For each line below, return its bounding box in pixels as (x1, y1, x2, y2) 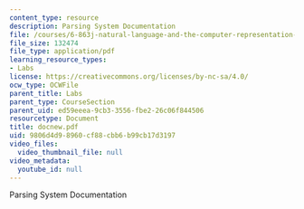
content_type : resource (9, 13, 100, 23)
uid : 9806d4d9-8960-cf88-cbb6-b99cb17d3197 (9, 131, 176, 140)
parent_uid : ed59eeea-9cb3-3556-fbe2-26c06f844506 (9, 106, 204, 115)
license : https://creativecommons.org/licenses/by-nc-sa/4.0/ (9, 72, 249, 81)
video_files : (9, 139, 59, 148)
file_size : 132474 (9, 38, 79, 48)
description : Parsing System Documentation (9, 22, 176, 31)
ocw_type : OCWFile (9, 81, 79, 90)
